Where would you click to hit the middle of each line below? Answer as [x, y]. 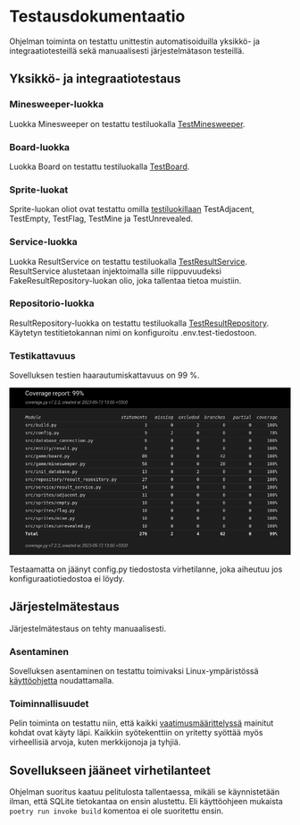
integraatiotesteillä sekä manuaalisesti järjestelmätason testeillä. [127, 50]
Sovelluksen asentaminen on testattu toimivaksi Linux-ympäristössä [134, 671]
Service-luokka [43, 242]
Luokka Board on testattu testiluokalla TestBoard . [100, 166]
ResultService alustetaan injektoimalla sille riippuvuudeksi [115, 271]
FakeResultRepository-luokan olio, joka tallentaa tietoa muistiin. [125, 280]
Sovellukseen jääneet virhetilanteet [110, 770]
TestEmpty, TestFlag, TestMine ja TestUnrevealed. [101, 219]
